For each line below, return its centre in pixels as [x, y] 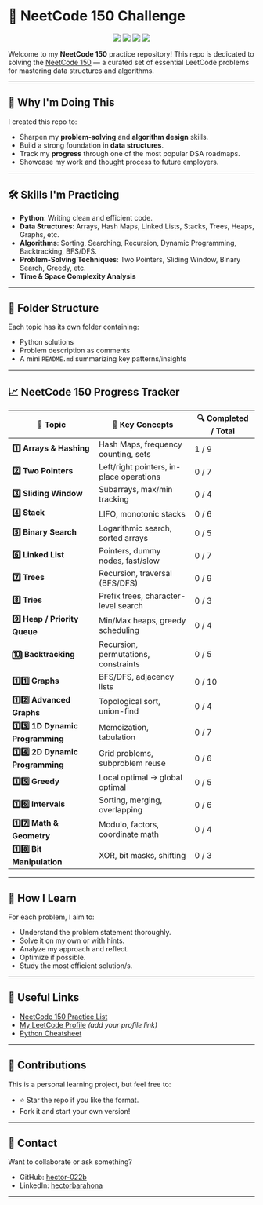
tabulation [117, 737]
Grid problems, [126, 753]
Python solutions [47, 342]
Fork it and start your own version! [75, 1111]
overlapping [121, 810]
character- [166, 596]
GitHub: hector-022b [53, 1178]
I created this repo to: [43, 122]
